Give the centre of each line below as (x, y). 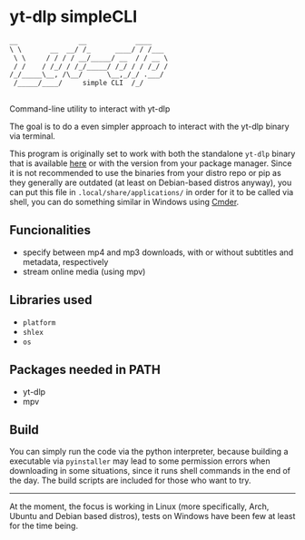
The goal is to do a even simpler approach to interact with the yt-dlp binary (149, 127)
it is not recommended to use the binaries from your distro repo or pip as (145, 173)
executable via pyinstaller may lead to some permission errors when (140, 461)
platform (39, 323)
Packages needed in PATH (85, 370)
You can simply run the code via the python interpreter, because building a (149, 452)
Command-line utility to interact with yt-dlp (90, 109)
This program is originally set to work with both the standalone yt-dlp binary (152, 154)
